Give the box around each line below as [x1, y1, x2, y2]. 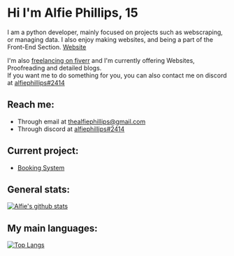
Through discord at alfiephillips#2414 [17, 124, 125, 133]
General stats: [7, 183, 71, 195]
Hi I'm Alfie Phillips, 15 [7, 5, 138, 21]
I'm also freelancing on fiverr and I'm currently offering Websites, [7, 56, 196, 64]
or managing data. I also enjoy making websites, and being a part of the [7, 35, 214, 43]
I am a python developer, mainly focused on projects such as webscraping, [7, 28, 224, 36]
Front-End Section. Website [7, 43, 87, 51]
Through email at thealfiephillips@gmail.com [17, 117, 146, 126]
